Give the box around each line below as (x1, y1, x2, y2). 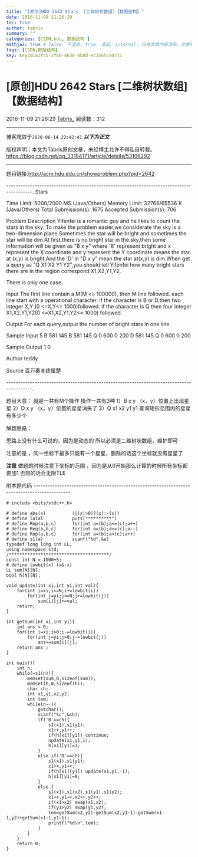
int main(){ (6, 660, 35, 666)
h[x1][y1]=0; (48, 773, 81, 779)
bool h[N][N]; (6, 572, 41, 578)
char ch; (27, 685, 49, 692)
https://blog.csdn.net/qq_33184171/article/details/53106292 (6, 152, 150, 159)
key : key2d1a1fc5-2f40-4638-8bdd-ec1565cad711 (6, 52, 123, 58)
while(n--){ (27, 701, 57, 707)
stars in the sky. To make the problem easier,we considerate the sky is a (6, 224, 181, 231)
